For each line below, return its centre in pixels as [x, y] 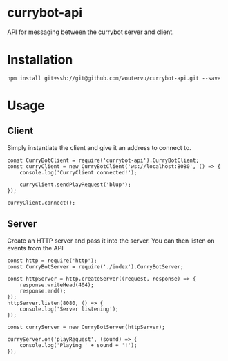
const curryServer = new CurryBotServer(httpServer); [86, 327]
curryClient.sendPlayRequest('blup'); [75, 185]
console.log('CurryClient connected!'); [78, 172]
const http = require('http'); [52, 261]
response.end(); [43, 291]
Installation [40, 60]
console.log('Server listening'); [69, 309]
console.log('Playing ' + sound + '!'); [78, 345]
